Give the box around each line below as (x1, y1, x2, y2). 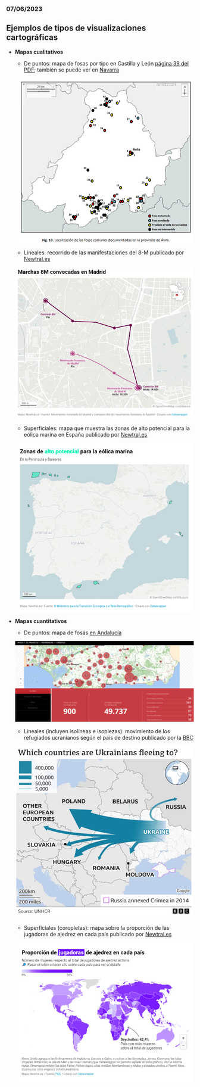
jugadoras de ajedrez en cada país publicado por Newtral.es (23, 931, 172, 938)
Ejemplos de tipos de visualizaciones (6, 23, 146, 33)
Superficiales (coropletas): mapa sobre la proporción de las (23, 924, 170, 932)
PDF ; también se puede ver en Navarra (23, 66, 120, 73)
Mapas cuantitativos (14, 618, 67, 625)
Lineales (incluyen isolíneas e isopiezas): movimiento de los (23, 728, 170, 735)
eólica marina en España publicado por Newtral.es (23, 431, 148, 438)
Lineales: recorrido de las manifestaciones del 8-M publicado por (23, 249, 185, 256)
